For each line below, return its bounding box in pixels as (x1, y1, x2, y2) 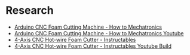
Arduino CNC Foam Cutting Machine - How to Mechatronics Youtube (14, 29, 184, 36)
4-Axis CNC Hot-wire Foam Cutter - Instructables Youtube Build (14, 42, 171, 50)
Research (5, 4, 54, 17)
